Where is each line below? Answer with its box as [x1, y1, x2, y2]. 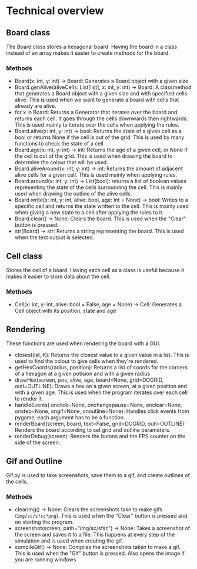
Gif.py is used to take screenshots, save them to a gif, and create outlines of [6, 472, 190, 479]
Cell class [6, 251, 43, 261]
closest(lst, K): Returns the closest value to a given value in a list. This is [14, 352, 189, 359]
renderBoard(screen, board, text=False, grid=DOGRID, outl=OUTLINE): [14, 420, 186, 428]
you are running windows [14, 556, 76, 563]
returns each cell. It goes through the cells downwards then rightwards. [14, 115, 188, 122]
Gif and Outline [6, 456, 63, 466]
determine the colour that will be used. [14, 159, 109, 166]
